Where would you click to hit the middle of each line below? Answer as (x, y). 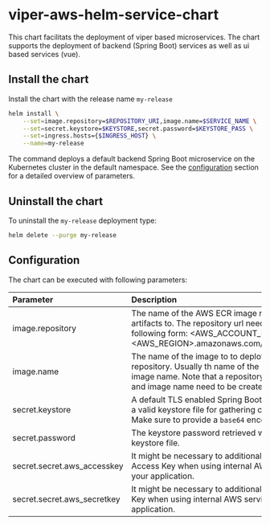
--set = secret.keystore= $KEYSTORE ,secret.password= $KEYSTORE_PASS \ (138, 129)
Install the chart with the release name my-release (90, 99)
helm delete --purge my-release (62, 235)
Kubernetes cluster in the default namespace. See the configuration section (134, 167)
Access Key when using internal (192, 466)
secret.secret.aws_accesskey (68, 466)
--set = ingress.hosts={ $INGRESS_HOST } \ (90, 136)
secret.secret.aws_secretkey (66, 498)
